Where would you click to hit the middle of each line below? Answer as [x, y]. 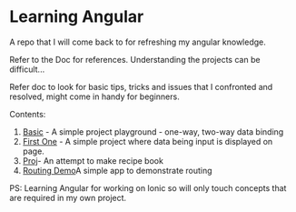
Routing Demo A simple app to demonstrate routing [117, 170]
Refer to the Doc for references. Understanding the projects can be [135, 59]
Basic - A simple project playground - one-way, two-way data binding [153, 131]
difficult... [27, 69]
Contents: [28, 114]
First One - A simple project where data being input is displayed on [148, 141]
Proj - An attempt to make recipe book [93, 160]
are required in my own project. [68, 197]
